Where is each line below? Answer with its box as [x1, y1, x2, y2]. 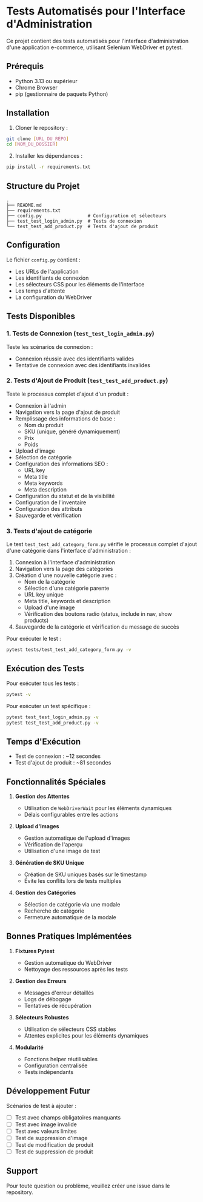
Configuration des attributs [15, 505, 83, 512]
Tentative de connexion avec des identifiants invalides [15, 361, 150, 368]
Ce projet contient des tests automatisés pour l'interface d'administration [6, 37, 189, 44]
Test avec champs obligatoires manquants [15, 1113, 121, 1121]
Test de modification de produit [15, 1141, 94, 1148]
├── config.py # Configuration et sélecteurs [6, 213, 167, 219]
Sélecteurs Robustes [15, 1013, 69, 1021]
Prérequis [6, 61, 44, 72]
